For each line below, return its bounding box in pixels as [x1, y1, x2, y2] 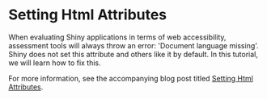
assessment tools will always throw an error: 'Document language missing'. [8, 40, 259, 50]
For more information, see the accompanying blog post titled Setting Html [8, 73, 253, 83]
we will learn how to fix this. [8, 58, 101, 68]
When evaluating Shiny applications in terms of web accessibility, [8, 32, 227, 42]
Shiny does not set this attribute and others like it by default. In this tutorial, [8, 49, 259, 59]
